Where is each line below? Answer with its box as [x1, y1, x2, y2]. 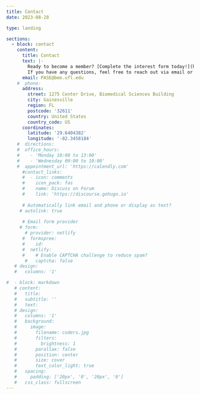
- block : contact [11, 41, 55, 48]
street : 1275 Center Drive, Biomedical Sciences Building [27, 91, 174, 97]
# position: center [14, 351, 79, 358]
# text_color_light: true [14, 363, 95, 369]
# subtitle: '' [14, 296, 58, 302]
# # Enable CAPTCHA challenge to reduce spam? [21, 252, 148, 258]
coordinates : [21, 125, 55, 131]
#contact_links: [21, 169, 62, 175]
